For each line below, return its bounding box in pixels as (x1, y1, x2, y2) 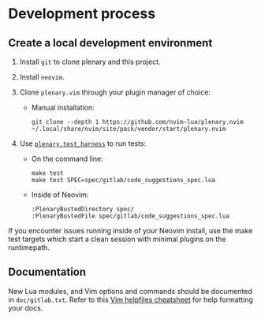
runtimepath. (8, 243, 50, 252)
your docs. (8, 303, 43, 312)
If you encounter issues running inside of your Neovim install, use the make (8, 226, 253, 235)
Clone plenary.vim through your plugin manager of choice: (19, 87, 211, 97)
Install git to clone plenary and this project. (19, 57, 161, 66)
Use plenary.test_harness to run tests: (19, 139, 147, 148)
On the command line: (31, 154, 104, 163)
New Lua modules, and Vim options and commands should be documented (8, 286, 252, 296)
